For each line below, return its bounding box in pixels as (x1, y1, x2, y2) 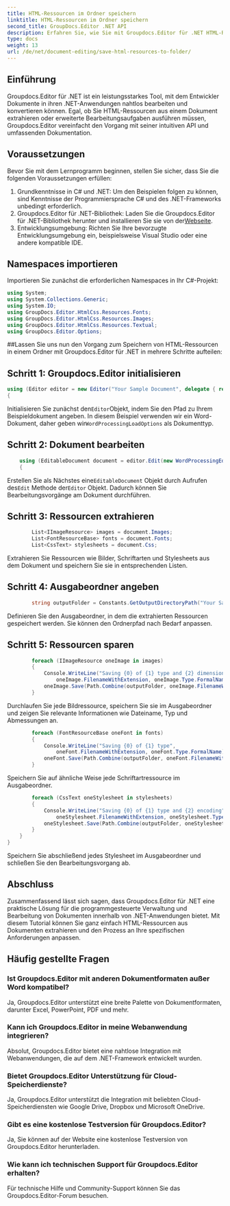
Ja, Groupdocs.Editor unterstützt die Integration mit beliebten (7, 1095, 180, 1104)
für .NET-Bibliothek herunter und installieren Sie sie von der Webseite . (16, 216, 214, 225)
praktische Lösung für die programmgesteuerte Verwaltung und (7, 904, 188, 912)
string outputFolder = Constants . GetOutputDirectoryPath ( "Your (31, 599, 216, 606)
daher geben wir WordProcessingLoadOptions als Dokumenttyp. (39, 420, 214, 427)
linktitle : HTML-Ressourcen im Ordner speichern (7, 16, 149, 23)
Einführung (7, 73, 56, 86)
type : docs (7, 36, 38, 43)
